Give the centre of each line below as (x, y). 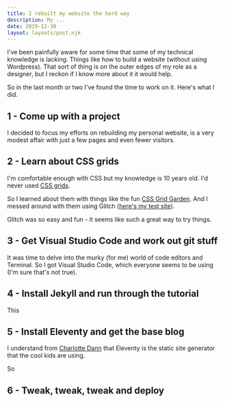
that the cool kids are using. (46, 356)
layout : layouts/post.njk (44, 33)
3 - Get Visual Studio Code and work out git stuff (112, 241)
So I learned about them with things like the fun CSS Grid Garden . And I (108, 198)
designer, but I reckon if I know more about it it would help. (90, 74)
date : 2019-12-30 (32, 26)
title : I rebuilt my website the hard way (68, 13)
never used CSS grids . (39, 185)
